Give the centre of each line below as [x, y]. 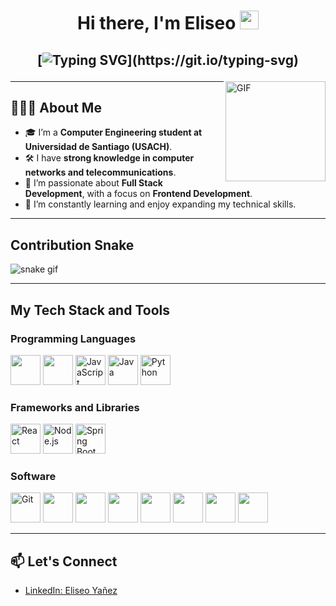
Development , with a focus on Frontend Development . [138, 194]
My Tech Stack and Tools [90, 310]
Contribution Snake [72, 245]
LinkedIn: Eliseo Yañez [71, 591]
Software [33, 477]
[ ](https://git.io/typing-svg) [168, 60]
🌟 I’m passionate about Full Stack [93, 183]
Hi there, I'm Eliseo [157, 23]
